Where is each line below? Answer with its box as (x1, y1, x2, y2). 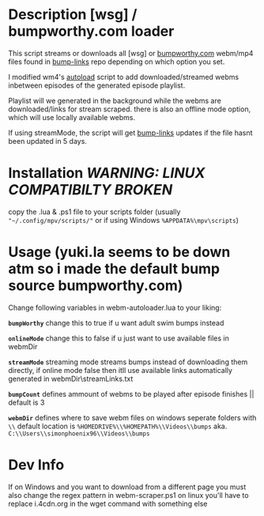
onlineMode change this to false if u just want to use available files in (8, 333, 229, 343)
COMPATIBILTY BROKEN (8, 181, 173, 199)
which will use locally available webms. (8, 112, 136, 122)
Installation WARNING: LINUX (8, 164, 206, 183)
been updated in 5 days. (8, 136, 87, 145)
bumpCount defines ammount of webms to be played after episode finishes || (8, 389, 255, 398)
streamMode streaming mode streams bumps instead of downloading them (8, 357, 248, 367)
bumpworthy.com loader (8, 22, 175, 40)
